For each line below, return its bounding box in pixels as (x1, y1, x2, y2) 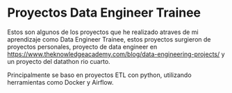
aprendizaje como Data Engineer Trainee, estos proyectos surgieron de (7, 35, 211, 43)
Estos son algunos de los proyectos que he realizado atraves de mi (7, 28, 199, 36)
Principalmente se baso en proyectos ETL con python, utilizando (7, 71, 192, 79)
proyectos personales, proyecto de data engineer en (7, 42, 158, 51)
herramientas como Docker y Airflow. (7, 78, 114, 86)
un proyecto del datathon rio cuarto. (7, 57, 110, 65)
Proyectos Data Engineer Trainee (7, 5, 201, 21)
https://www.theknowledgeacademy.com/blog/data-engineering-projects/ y (7, 50, 225, 58)
